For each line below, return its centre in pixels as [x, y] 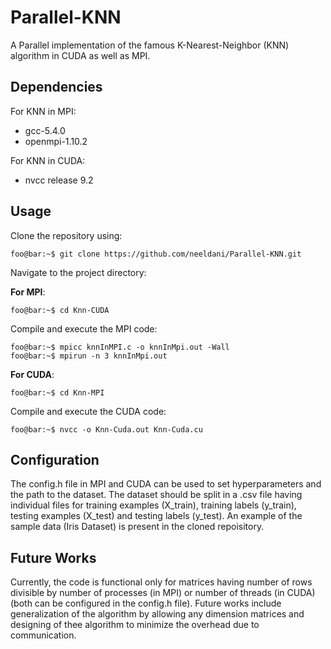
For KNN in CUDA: [48, 160]
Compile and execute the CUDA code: [88, 411]
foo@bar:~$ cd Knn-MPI [57, 392]
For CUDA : [32, 374]
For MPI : [28, 292]
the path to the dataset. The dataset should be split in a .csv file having [156, 495]
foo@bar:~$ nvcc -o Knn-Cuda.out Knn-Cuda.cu [106, 429]
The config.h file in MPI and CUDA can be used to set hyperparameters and [166, 484]
